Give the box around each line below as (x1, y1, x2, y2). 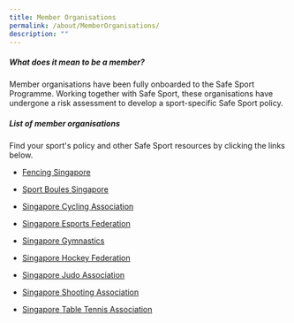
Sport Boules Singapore (21, 184, 109, 195)
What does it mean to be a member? (9, 57, 146, 67)
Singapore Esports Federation (21, 219, 131, 229)
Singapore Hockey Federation (21, 253, 131, 264)
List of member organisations (9, 118, 121, 128)
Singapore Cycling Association (21, 201, 134, 212)
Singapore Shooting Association (21, 287, 139, 297)
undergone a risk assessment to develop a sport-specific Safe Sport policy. (9, 98, 284, 109)
